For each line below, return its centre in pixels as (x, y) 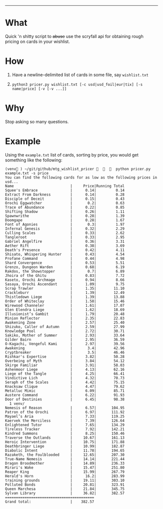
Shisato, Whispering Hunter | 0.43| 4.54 (65, 254)
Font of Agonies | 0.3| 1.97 (65, 224)
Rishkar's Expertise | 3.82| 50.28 (65, 356)
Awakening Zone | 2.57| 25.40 (65, 322)
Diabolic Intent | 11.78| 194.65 (65, 450)
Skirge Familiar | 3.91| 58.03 (65, 365)
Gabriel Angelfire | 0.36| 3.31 (65, 241)
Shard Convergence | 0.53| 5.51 (65, 263)
